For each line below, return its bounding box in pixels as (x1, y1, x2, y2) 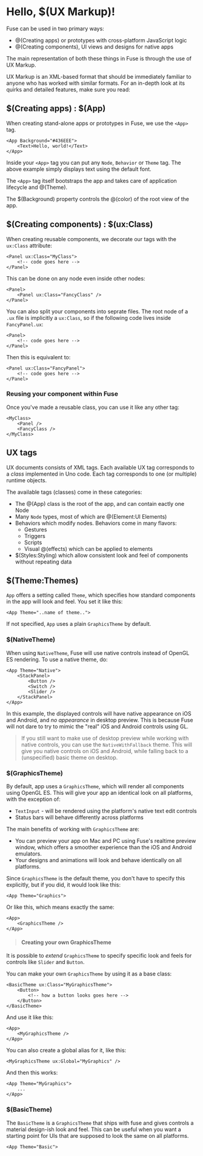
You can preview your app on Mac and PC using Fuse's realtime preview (15, 837, 196, 845)
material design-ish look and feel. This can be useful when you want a (6, 1126, 182, 1133)
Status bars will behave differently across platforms (15, 814, 144, 821)
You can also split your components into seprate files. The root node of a (6, 308, 188, 315)
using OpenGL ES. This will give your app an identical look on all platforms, (6, 789, 193, 797)
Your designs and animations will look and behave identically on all (15, 857, 182, 864)
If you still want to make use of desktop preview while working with (21, 734, 189, 742)
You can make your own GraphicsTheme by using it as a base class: (6, 970, 172, 977)
